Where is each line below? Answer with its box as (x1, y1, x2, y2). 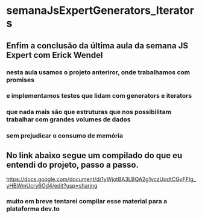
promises (6, 75, 35, 84)
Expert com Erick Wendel (6, 49, 104, 60)
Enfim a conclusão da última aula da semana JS (6, 40, 189, 51)
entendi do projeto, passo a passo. (6, 159, 139, 170)
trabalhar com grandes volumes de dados (6, 115, 131, 124)
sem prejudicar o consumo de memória (6, 132, 124, 140)
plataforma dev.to (6, 205, 60, 213)
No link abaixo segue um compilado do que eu (6, 150, 183, 160)
